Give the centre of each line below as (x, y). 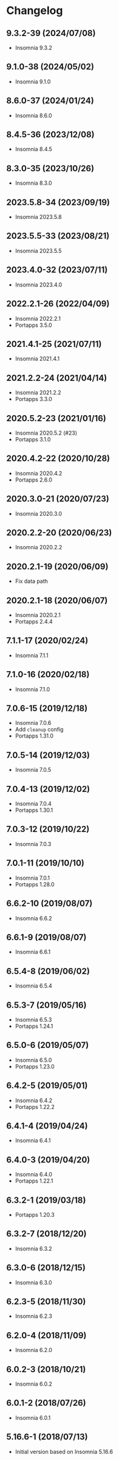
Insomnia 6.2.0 (34, 1350)
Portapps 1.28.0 (35, 884)
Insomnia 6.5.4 (34, 986)
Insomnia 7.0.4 (33, 804)
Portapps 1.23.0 (35, 1066)
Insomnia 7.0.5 (33, 770)
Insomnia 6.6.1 (32, 952)
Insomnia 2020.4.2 (39, 473)
